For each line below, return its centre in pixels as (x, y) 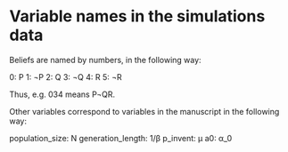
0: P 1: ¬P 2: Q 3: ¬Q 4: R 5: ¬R (66, 76)
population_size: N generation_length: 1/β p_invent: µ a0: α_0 (121, 138)
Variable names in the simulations (137, 16)
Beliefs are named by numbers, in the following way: (106, 60)
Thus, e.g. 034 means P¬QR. (62, 94)
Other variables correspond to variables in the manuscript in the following (144, 111)
